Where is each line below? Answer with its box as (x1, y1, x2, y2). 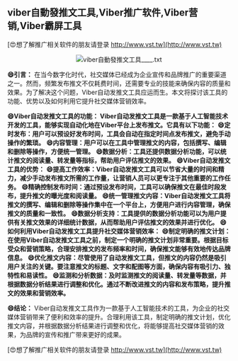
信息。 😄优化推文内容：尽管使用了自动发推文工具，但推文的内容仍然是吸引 (7, 253, 227, 262)
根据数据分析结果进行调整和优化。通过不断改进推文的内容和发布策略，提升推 (7, 280, 231, 288)
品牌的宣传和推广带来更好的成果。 (25, 330, 125, 338)
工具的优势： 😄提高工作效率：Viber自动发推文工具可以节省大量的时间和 (7, 165, 218, 173)
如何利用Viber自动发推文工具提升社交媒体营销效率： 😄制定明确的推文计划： (7, 227, 231, 235)
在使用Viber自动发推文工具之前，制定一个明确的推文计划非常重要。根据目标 (7, 236, 229, 244)
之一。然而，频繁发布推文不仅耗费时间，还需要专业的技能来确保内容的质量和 (7, 79, 231, 87)
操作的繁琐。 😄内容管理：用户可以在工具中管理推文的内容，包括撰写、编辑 (7, 138, 227, 147)
